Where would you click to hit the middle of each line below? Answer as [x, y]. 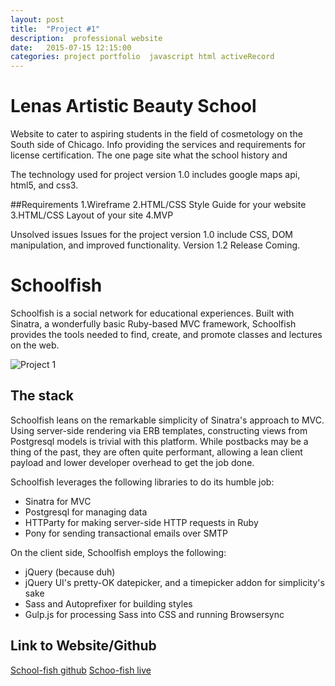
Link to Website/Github [83, 646]
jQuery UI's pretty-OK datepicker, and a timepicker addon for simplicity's [174, 582]
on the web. [35, 345]
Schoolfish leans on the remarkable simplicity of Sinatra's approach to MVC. [167, 420]
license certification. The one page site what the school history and [149, 155]
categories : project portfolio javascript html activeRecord [142, 57]
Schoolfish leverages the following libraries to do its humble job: [142, 482]
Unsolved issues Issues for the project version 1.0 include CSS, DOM [152, 235]
